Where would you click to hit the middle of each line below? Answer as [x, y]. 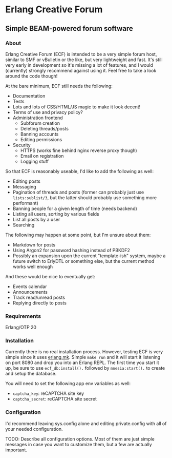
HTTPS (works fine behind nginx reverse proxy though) [79, 150]
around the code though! [31, 76]
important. [16, 450]
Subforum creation [40, 123]
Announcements [30, 292]
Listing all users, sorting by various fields [56, 214]
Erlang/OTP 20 [21, 328]
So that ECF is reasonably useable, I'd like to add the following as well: [80, 171]
